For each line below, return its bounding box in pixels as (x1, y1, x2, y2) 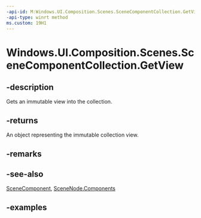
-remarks (6, 149, 42, 159)
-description (6, 82, 54, 92)
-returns (6, 115, 38, 126)
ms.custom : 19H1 (6, 20, 47, 26)
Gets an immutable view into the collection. (6, 98, 112, 105)
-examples (6, 202, 47, 213)
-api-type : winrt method (6, 14, 68, 20)
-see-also (6, 169, 44, 179)
